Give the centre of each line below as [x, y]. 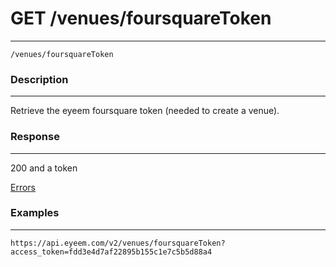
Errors [23, 187]
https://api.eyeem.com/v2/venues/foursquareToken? [118, 243]
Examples [35, 213]
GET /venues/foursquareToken [141, 18]
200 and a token [44, 168]
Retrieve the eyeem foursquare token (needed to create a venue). [145, 111]
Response [35, 137]
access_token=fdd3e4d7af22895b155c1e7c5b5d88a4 [111, 252]
